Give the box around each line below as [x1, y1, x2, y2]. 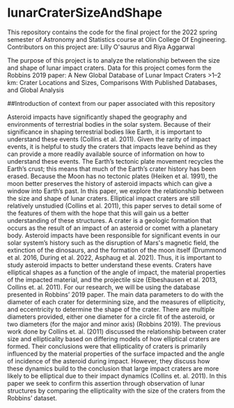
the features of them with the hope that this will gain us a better [7, 209, 189, 217]
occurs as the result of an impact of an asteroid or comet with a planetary [7, 223, 218, 232]
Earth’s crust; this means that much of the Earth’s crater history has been [7, 164, 217, 173]
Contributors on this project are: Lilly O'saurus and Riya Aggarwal [7, 42, 195, 51]
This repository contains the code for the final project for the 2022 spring [7, 28, 218, 36]
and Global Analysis [7, 86, 65, 94]
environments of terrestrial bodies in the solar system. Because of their [7, 120, 211, 128]
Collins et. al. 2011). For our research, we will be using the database [7, 283, 201, 291]
